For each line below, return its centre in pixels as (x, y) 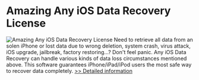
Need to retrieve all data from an (153, 39)
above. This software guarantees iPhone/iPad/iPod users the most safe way (99, 64)
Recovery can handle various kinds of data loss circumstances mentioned (97, 58)
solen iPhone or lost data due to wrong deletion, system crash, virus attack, (99, 46)
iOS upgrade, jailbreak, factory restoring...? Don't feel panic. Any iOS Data (96, 52)
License (26, 23)
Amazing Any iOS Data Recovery (89, 11)
